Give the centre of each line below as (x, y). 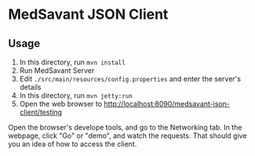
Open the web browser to (61, 104)
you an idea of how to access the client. (73, 144)
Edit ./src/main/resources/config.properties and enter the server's (130, 79)
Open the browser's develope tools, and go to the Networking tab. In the (125, 127)
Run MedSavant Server (57, 71)
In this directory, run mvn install (72, 62)
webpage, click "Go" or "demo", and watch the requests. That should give (127, 136)
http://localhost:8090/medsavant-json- (167, 104)
